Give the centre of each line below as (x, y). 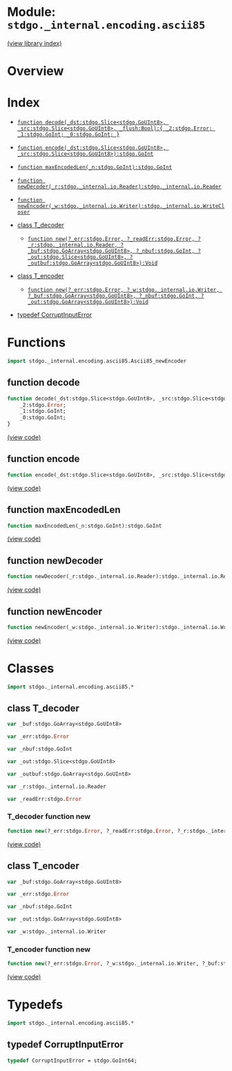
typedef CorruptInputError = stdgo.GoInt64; (72, 1061)
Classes (31, 668)
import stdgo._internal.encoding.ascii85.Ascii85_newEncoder (97, 361)
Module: (31, 12)
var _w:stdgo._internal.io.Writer (57, 932)
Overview (36, 71)
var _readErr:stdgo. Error (44, 799)
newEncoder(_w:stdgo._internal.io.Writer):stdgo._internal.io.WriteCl (121, 206)
